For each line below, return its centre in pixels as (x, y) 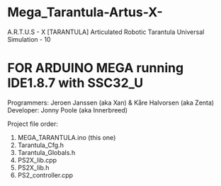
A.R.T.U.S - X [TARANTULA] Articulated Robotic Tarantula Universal (106, 32)
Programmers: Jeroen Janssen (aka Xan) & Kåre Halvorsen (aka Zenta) (111, 103)
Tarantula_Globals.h (46, 152)
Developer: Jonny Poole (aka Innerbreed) (68, 110)
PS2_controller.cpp (45, 175)
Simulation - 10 (29, 39)
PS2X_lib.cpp (37, 160)
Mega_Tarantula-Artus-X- (85, 12)
